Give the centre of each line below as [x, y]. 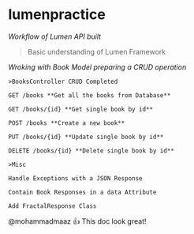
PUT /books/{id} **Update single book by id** [86, 137]
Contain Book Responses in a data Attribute [82, 192]
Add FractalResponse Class [52, 206]
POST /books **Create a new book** [67, 123]
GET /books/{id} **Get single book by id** [81, 109]
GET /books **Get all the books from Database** [90, 95]
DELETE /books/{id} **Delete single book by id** [91, 151]
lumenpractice [57, 15]
